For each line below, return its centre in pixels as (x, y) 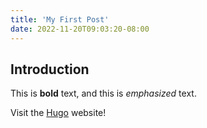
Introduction (50, 69)
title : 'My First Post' (60, 19)
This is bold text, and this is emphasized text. (103, 93)
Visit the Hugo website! (58, 113)
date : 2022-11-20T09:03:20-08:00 (80, 29)
